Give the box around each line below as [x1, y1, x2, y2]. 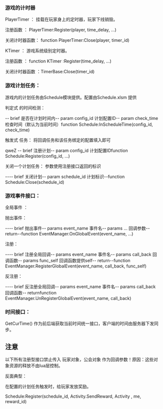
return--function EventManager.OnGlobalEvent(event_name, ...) [5, 231, 134, 236]
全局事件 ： [5, 204, 28, 210]
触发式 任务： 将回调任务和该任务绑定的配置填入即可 [5, 137, 111, 143]
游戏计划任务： [5, 82, 41, 89]
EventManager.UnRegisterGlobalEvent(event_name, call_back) [5, 295, 132, 301]
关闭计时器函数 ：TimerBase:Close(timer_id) [5, 69, 95, 75]
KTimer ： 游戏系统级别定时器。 [5, 48, 70, 54]
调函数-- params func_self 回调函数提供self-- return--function [5, 257, 131, 263]
